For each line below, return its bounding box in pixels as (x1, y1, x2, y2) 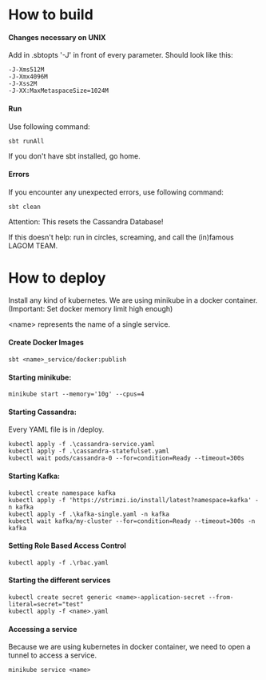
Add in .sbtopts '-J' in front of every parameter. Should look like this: (8, 50, 233, 60)
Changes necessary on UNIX (8, 32, 106, 42)
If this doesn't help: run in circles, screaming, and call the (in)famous (8, 232, 234, 242)
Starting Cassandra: (8, 407, 77, 416)
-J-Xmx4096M (8, 73, 48, 81)
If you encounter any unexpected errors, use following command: (8, 187, 224, 197)
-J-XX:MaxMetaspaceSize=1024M (8, 87, 109, 95)
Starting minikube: (8, 372, 72, 382)
